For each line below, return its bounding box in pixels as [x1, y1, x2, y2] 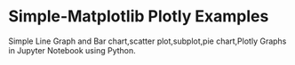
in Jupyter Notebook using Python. [8, 45, 137, 55]
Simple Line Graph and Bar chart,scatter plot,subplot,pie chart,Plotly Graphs [8, 36, 287, 46]
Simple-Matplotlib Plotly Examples [8, 6, 269, 27]
